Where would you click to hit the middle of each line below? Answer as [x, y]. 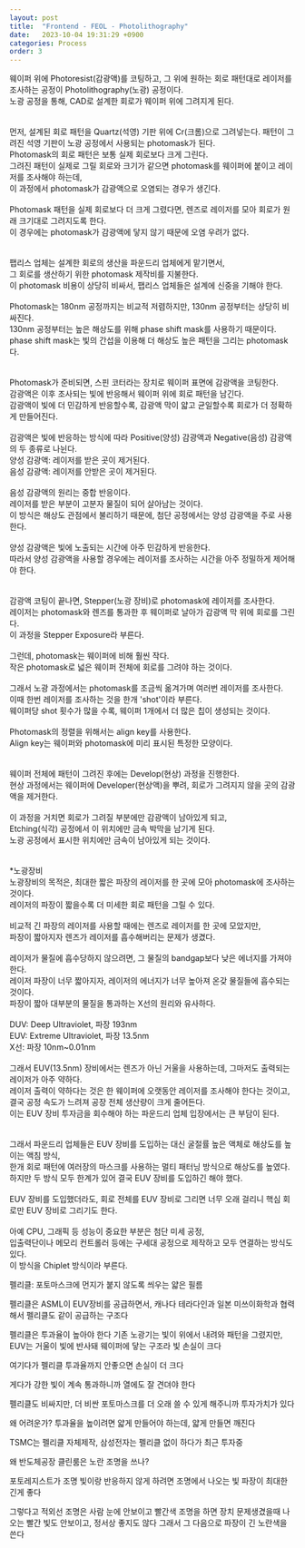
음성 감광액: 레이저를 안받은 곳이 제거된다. [83, 472]
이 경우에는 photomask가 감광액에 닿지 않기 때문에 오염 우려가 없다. [129, 232]
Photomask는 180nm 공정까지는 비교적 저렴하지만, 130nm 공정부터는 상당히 [145, 307]
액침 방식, [43, 1156]
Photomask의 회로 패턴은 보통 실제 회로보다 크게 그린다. [109, 154]
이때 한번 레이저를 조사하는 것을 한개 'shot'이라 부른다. [106, 700]
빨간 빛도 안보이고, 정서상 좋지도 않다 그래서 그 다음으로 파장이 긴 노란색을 [157, 1523]
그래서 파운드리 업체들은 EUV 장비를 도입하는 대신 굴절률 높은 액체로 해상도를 [146, 1144]
